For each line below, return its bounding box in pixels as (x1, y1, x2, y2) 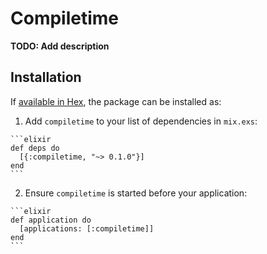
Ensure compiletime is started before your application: (24, 187, 248, 199)
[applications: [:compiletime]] (19, 223, 155, 234)
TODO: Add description (10, 40, 110, 52)
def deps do (10, 143, 60, 153)
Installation (10, 69, 82, 86)
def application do (10, 215, 92, 225)
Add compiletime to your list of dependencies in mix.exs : (24, 115, 258, 127)
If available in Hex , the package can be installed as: (10, 95, 222, 107)
